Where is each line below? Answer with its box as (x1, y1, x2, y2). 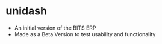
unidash (5, 4, 48, 18)
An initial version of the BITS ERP (14, 24, 97, 31)
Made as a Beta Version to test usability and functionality (14, 30, 156, 37)
